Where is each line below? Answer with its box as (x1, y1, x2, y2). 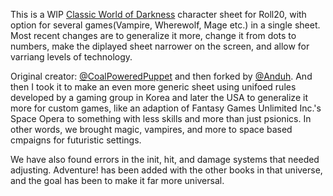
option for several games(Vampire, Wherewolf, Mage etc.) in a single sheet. (10, 19, 321, 31)
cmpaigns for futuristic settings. (10, 134, 142, 146)
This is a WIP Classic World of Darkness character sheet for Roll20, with (10, 9, 307, 20)
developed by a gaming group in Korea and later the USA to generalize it (10, 92, 308, 103)
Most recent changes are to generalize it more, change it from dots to (10, 30, 297, 41)
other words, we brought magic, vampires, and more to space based (10, 124, 293, 135)
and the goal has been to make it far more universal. (10, 175, 225, 186)
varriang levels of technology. (10, 51, 133, 63)
